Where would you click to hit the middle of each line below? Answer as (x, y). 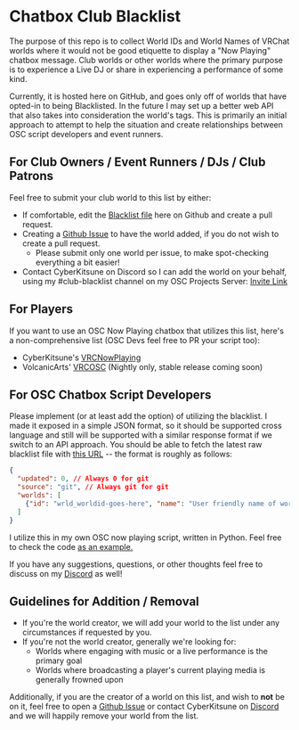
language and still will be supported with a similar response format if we (141, 435)
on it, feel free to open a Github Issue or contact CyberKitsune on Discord (144, 707)
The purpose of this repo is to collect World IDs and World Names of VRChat (149, 41)
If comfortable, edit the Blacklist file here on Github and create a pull (147, 215)
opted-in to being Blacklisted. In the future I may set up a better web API (141, 105)
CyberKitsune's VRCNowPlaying (81, 357)
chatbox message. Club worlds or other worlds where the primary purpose (146, 60)
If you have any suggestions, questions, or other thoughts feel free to (136, 564)
